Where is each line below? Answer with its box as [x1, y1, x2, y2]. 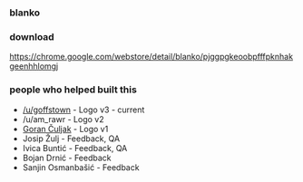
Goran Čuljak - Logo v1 [22, 123, 109, 134]
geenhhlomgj [9, 61, 59, 72]
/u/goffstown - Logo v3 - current [22, 104, 145, 115]
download [9, 30, 54, 43]
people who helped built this [9, 83, 138, 96]
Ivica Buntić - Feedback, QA [22, 142, 128, 153]
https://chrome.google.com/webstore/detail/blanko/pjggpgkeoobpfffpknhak [9, 52, 293, 62]
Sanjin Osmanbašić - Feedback [22, 161, 140, 173]
